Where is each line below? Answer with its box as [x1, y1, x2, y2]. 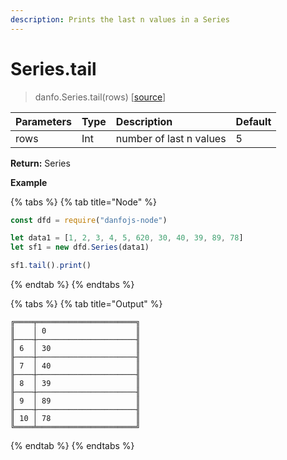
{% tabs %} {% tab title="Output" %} [10, 298, 163, 310]
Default [235, 114, 272, 128]
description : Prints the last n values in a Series [10, 14, 230, 25]
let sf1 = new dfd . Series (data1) [10, 242, 150, 253]
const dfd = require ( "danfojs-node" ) [10, 215, 168, 225]
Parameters [15, 114, 72, 128]
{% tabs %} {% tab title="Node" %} [10, 196, 157, 208]
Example [10, 176, 48, 188]
